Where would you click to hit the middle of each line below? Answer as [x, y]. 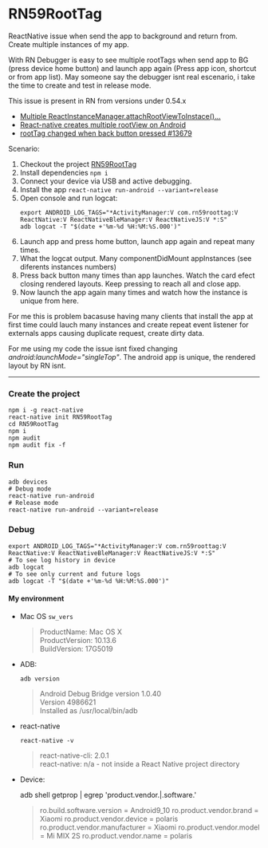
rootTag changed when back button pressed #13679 [106, 133]
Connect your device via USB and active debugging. [106, 181]
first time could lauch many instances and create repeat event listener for [128, 325]
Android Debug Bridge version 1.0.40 [100, 694]
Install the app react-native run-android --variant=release [119, 189]
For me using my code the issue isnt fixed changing [93, 349]
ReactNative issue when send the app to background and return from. [123, 36]
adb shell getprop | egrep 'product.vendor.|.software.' [108, 795]
